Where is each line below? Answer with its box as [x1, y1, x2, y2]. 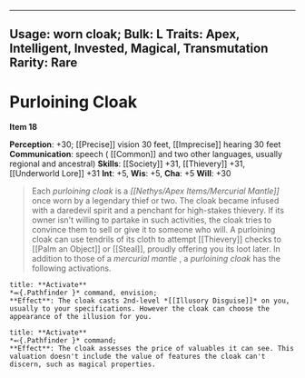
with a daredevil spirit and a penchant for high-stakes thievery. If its [31, 205, 284, 216]
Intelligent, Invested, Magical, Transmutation [9, 41, 269, 56]
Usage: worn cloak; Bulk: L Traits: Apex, [9, 26, 241, 42]
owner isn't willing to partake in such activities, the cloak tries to [31, 214, 272, 225]
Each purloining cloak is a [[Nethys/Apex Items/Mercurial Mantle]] [31, 185, 280, 196]
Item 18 [9, 122, 38, 133]
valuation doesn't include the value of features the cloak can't [9, 352, 266, 362]
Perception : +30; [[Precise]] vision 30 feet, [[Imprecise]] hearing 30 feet [9, 139, 281, 150]
